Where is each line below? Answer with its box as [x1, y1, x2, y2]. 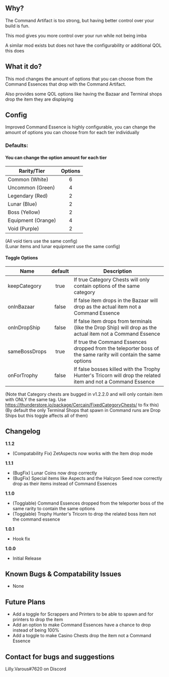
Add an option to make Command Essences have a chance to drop [12, 622, 151, 628]
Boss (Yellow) [8, 209, 40, 216]
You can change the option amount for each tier [5, 154, 107, 160]
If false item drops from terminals [73, 318, 152, 325]
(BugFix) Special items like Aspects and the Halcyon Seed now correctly [12, 475, 162, 481]
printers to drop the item [12, 617, 63, 623]
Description [103, 267, 132, 274]
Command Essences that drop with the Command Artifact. [5, 81, 126, 87]
